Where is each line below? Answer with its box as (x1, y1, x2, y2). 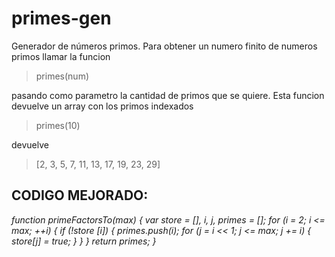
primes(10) (35, 119, 81, 131)
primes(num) (35, 70, 90, 82)
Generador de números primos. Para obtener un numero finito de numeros (11, 40, 318, 52)
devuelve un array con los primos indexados (11, 100, 194, 112)
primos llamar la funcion (11, 50, 111, 62)
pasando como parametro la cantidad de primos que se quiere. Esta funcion (11, 89, 325, 101)
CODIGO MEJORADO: (11, 187, 149, 204)
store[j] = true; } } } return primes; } (11, 235, 157, 247)
